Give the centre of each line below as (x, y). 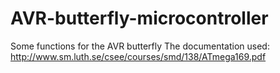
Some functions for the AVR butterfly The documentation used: (140, 46)
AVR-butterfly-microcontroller (139, 18)
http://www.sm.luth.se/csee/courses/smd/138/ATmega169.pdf (138, 56)
